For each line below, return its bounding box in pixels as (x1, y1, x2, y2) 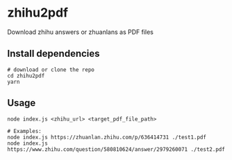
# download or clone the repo (7, 66, 95, 73)
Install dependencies (7, 48, 100, 60)
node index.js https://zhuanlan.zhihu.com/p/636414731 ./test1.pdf (7, 134, 207, 141)
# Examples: (7, 127, 42, 134)
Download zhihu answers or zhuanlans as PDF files (7, 28, 154, 36)
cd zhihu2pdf (7, 72, 45, 79)
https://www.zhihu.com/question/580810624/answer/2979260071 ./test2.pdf (7, 145, 226, 153)
